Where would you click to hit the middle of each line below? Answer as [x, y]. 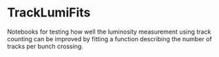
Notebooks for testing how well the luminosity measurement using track [109, 32]
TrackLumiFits [49, 13]
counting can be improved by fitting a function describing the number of [109, 38]
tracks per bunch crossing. [45, 46]
